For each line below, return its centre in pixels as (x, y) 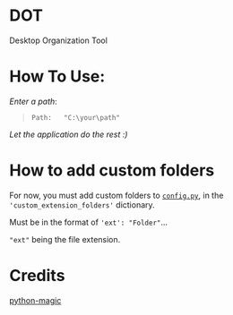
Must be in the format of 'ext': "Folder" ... (89, 222)
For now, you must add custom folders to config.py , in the (116, 195)
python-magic (35, 300)
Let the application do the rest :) (69, 134)
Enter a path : (34, 101)
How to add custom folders (112, 170)
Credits (37, 276)
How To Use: (57, 77)
